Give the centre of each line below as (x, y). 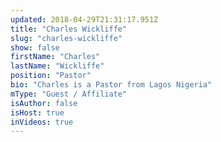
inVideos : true (42, 122)
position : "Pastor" (51, 76)
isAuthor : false (44, 103)
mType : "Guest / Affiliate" (69, 94)
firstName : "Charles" (55, 57)
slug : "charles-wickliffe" (66, 38)
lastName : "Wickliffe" (57, 66)
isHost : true (37, 112)
